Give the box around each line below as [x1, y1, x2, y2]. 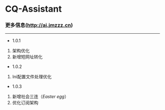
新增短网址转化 [12, 54, 43, 60]
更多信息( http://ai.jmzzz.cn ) [5, 22, 73, 29]
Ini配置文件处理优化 [12, 74, 52, 80]
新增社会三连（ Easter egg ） [12, 94, 69, 100]
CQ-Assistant [5, 3, 62, 15]
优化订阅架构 [12, 100, 38, 106]
